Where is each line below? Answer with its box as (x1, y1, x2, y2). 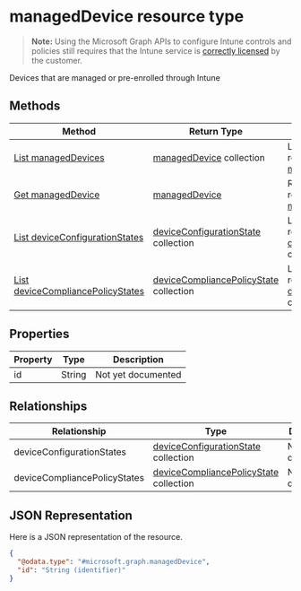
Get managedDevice (13, 188, 100, 201)
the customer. (30, 55, 83, 65)
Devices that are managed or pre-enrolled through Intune (9, 72, 221, 83)
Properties (9, 326, 70, 342)
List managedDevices (13, 151, 105, 163)
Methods (9, 99, 61, 114)
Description (113, 352, 164, 365)
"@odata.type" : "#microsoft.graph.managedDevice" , (17, 558, 211, 567)
